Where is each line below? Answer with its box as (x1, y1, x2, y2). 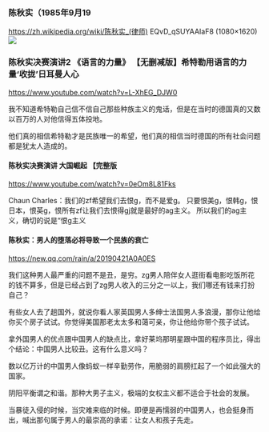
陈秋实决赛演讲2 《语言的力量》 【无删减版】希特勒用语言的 (8, 57, 239, 68)
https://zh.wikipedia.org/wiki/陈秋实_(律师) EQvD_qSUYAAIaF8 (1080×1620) (8, 26, 258, 37)
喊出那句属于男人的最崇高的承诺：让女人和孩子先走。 (22, 415, 198, 425)
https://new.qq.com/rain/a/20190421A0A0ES (8, 254, 156, 263)
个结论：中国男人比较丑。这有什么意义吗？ (8, 344, 149, 354)
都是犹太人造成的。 (8, 141, 72, 150)
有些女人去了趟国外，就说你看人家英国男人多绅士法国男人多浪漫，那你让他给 (8, 307, 261, 317)
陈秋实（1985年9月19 (8, 6, 91, 18)
